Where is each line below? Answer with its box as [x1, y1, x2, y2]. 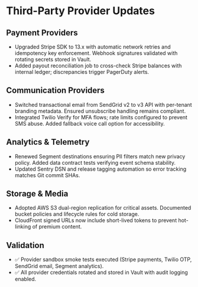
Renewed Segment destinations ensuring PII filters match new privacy [14, 152, 186, 160]
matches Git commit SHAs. [14, 171, 80, 178]
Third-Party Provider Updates [6, 4, 155, 18]
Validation [6, 240, 44, 250]
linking [14, 223, 31, 230]
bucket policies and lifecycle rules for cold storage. [14, 211, 139, 218]
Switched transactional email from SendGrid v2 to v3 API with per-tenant [14, 101, 192, 108]
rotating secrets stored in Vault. [14, 56, 92, 63]
